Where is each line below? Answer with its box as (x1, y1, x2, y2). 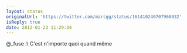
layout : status (6, 8, 43, 14)
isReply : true (6, 19, 41, 25)
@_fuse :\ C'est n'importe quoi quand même (6, 40, 113, 47)
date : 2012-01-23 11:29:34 (6, 24, 72, 31)
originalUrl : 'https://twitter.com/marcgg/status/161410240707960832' (6, 14, 182, 20)
